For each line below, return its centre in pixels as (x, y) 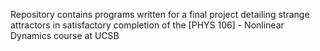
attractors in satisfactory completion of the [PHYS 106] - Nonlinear (147, 25)
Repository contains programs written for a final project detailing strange (160, 14)
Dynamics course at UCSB (65, 35)
